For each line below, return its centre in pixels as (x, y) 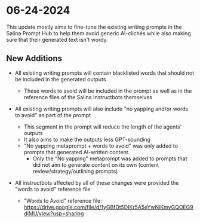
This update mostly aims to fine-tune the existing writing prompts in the (94, 27)
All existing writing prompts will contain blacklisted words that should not (104, 73)
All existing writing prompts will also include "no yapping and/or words (101, 109)
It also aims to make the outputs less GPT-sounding (87, 139)
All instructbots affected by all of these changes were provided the (97, 182)
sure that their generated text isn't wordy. (57, 39)
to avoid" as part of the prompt (53, 115)
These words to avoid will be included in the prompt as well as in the (108, 91)
